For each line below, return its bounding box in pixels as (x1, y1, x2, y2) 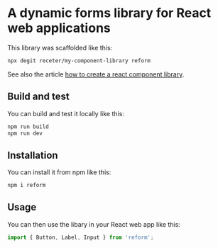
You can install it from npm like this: (7, 168, 111, 176)
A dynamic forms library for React (7, 5, 212, 21)
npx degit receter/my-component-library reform (7, 57, 151, 64)
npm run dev (7, 130, 43, 137)
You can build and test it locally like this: (7, 109, 124, 118)
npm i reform (7, 182, 46, 189)
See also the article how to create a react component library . (7, 69, 185, 79)
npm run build (7, 123, 50, 130)
